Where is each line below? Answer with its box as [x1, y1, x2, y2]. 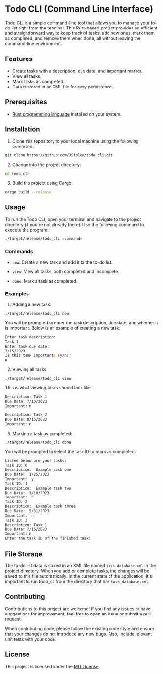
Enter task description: [5, 335, 56, 340]
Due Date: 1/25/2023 [5, 472, 50, 477]
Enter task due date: [5, 344, 50, 349]
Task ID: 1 [5, 481, 27, 486]
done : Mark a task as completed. [12, 278, 78, 284]
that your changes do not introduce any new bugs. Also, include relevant [5, 631, 152, 637]
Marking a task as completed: [12, 430, 73, 436]
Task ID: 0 [5, 463, 27, 468]
